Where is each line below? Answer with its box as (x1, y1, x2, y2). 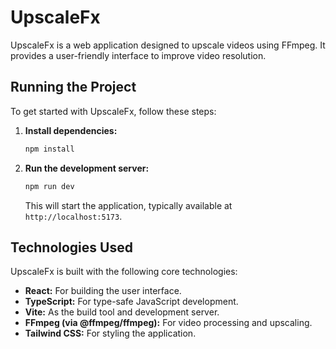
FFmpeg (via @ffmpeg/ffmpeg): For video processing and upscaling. (24, 317, 313, 329)
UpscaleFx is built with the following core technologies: (10, 266, 238, 278)
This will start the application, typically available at (24, 199, 233, 211)
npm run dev (24, 181, 75, 191)
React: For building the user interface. (24, 285, 182, 297)
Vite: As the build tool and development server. (24, 306, 220, 318)
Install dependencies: (24, 124, 118, 136)
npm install (24, 144, 75, 154)
